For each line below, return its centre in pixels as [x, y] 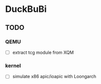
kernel [13, 66]
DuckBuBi [26, 9]
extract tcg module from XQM [43, 52]
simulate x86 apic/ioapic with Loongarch [54, 77]
